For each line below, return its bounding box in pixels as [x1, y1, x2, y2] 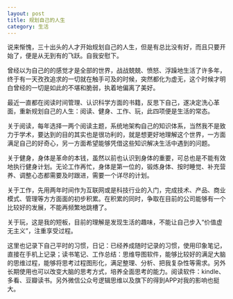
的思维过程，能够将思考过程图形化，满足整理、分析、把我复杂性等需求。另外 [7, 259, 226, 267]
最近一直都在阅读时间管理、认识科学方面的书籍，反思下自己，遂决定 [7, 99, 202, 107]
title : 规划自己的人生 [7, 17, 66, 24]
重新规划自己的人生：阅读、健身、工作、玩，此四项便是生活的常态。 [19, 107, 214, 115]
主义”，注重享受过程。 [12, 227, 78, 235]
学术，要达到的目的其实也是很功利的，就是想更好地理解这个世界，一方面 [19, 130, 226, 139]
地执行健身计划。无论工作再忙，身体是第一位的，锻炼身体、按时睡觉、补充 [7, 162, 220, 171]
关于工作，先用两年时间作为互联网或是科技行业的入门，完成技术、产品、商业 [7, 186, 226, 194]
